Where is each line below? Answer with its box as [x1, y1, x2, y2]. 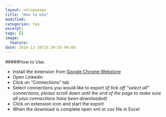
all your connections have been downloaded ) [12, 95, 107, 101]
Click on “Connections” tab [12, 79, 69, 85]
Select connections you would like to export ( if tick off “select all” [12, 84, 150, 91]
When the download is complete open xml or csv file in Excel [12, 106, 140, 112]
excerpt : [5, 26, 24, 31]
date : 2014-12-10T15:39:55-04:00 [5, 45, 76, 50]
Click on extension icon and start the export [12, 100, 104, 106]
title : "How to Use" [5, 12, 49, 17]
